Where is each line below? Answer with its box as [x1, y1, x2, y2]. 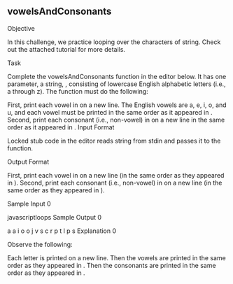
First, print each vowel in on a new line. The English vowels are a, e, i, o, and [7, 101, 227, 109]
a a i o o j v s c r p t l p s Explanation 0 [7, 227, 117, 235]
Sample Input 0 [7, 199, 51, 208]
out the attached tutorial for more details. [7, 45, 126, 53]
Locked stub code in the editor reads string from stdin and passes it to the [7, 136, 221, 145]
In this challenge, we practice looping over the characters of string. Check [7, 38, 221, 46]
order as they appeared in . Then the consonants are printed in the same [7, 261, 216, 269]
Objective [7, 24, 35, 32]
